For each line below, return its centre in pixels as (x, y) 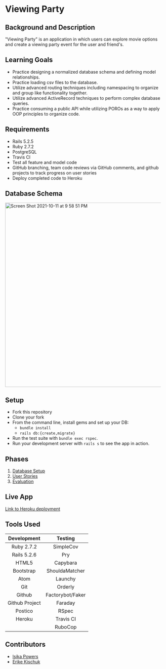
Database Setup (29, 471)
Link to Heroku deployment (33, 509)
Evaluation (23, 481)
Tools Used (23, 524)
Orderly (66, 586)
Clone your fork (28, 417)
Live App (19, 497)
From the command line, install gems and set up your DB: (70, 422)
